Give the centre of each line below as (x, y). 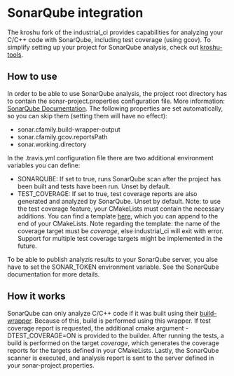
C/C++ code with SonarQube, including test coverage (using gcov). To (109, 39)
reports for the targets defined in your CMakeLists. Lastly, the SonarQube (113, 350)
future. (27, 246)
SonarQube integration (75, 13)
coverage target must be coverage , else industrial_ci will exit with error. (120, 231)
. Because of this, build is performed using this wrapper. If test (121, 321)
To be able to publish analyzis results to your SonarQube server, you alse (113, 259)
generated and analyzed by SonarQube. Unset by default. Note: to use (119, 201)
